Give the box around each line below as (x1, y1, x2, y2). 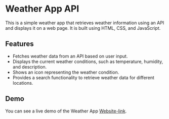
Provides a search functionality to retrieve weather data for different (12, 74, 154, 81)
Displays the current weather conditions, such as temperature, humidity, (12, 58, 163, 65)
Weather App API (5, 3, 79, 15)
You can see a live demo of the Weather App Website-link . (5, 108, 127, 114)
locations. (12, 80, 33, 86)
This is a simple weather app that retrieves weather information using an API (5, 20, 164, 26)
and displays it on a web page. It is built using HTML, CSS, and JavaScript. (5, 25, 161, 31)
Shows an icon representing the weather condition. (12, 69, 119, 75)
